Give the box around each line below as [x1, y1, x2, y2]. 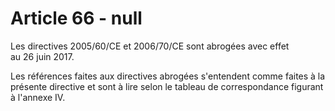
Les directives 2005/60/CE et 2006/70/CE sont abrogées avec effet [10, 40, 290, 52]
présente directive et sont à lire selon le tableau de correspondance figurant [10, 80, 324, 92]
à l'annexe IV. [10, 91, 66, 103]
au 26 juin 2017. [10, 50, 75, 62]
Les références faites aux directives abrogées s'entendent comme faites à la [10, 70, 326, 82]
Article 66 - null [10, 7, 143, 30]
